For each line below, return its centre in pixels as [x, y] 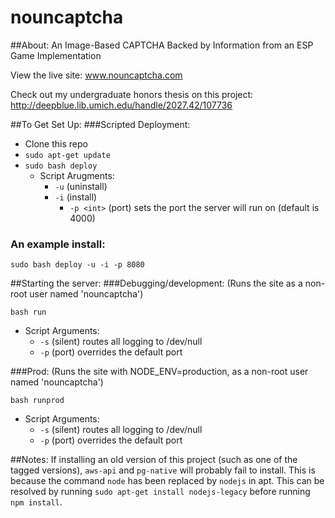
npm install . [36, 502]
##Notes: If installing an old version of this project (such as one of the [154, 460]
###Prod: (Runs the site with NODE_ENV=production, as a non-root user [159, 372]
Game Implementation [56, 55]
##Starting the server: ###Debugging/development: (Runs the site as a [156, 283]
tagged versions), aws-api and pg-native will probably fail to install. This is [163, 470]
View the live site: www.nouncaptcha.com [96, 75]
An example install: [58, 244]
